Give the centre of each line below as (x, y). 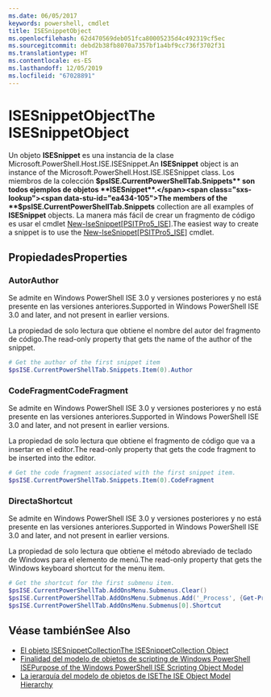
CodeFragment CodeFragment (69, 390)
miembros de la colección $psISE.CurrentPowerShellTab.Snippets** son (132, 180)
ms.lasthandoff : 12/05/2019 (56, 68)
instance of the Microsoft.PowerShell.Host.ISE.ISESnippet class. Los (122, 172)
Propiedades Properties (68, 257)
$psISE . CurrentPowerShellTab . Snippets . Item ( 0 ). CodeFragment (112, 480)
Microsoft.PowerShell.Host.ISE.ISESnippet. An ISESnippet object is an (124, 164)
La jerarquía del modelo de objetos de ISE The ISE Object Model (125, 676)
